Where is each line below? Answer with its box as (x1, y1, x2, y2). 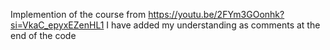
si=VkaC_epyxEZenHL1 (10, 19, 105, 31)
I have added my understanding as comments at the (106, 19, 321, 31)
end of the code (10, 30, 77, 41)
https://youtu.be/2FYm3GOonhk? (148, 9, 285, 20)
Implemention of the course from (10, 9, 147, 20)
